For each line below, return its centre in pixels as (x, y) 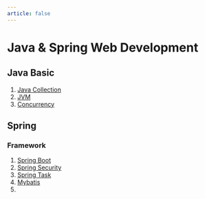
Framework (26, 145)
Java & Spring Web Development (103, 47)
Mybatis (29, 182)
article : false (29, 13)
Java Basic (31, 73)
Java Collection (39, 90)
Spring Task (34, 175)
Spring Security (39, 168)
